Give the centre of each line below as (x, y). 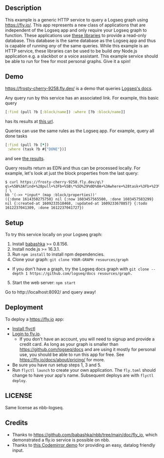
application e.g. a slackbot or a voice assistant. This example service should (82, 56)
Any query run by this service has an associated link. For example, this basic (82, 98)
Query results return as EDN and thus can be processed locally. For (73, 168)
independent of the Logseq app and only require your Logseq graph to (76, 30)
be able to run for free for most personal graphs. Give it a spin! (68, 61)
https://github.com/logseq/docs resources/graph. (81, 274)
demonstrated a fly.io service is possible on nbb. (61, 440)
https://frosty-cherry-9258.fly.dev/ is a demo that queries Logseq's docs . (79, 88)
